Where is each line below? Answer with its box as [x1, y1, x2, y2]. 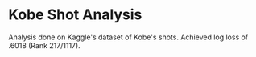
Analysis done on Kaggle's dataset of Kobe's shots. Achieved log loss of [8, 32, 249, 42]
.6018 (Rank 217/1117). [8, 40, 81, 50]
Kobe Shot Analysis [8, 6, 142, 24]
